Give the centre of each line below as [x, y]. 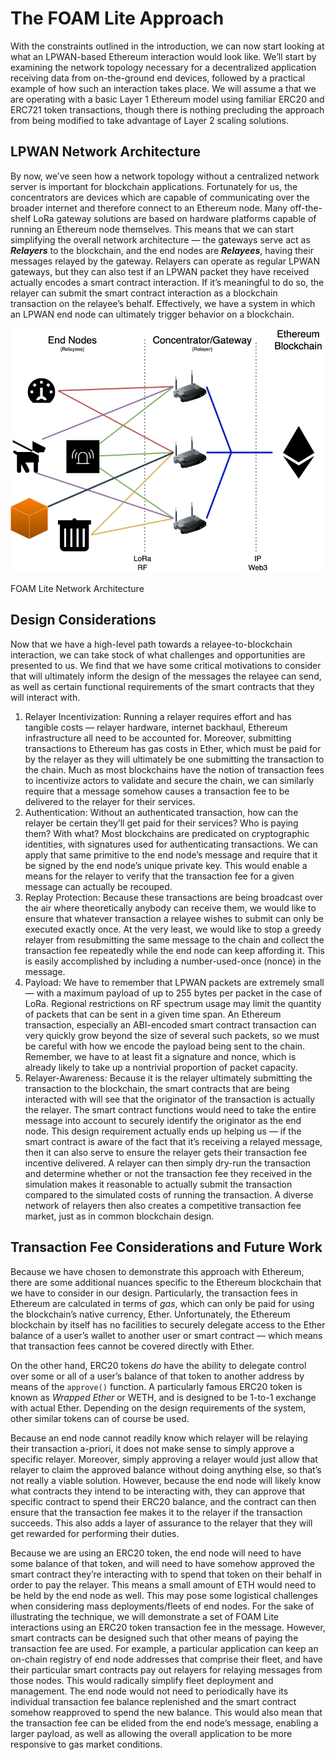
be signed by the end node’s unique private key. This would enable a [166, 865]
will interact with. [45, 697]
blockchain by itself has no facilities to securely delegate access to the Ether [168, 1324]
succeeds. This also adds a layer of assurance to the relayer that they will [161, 1523]
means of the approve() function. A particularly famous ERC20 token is [156, 1386]
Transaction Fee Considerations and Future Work [166, 1247]
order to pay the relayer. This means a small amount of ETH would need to [163, 1584]
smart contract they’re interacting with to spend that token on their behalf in [166, 1574]
